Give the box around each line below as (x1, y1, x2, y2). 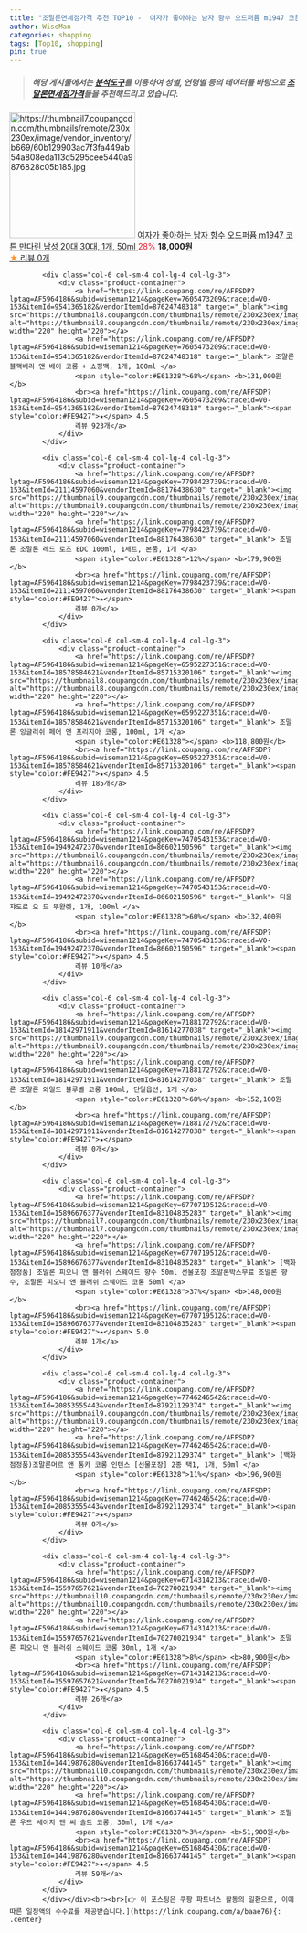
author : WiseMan (9, 22, 71, 31)
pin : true (9, 48, 48, 57)
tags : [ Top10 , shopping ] (9, 38, 104, 48)
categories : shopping (9, 30, 92, 39)
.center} (9, 1916, 43, 1925)
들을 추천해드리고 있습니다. (83, 88, 179, 99)
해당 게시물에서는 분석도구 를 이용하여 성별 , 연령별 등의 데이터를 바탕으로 (31, 77, 286, 88)
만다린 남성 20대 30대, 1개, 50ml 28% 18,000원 (18, 241, 194, 252)
